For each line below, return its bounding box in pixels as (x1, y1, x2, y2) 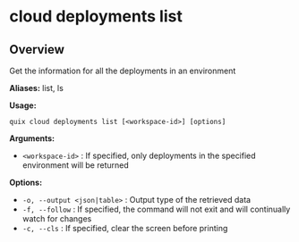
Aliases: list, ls (9, 83, 64, 93)
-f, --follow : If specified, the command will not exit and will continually (21, 204, 291, 214)
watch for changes (21, 213, 92, 224)
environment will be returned (21, 160, 129, 171)
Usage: (9, 100, 38, 111)
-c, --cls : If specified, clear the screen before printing (21, 223, 228, 233)
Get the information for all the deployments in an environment (9, 65, 236, 76)
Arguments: (9, 133, 56, 144)
